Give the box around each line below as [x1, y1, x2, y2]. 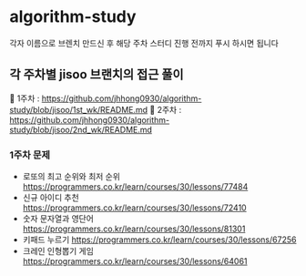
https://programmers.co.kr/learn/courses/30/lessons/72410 [22, 202, 248, 213]
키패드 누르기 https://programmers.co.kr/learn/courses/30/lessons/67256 [22, 234, 297, 245]
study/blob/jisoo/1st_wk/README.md [9, 104, 148, 115]
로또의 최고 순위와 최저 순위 [22, 171, 121, 182]
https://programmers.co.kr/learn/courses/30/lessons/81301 [22, 223, 246, 234]
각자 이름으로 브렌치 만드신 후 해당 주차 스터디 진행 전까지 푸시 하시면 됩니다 [9, 37, 280, 48]
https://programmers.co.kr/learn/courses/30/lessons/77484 [22, 181, 249, 192]
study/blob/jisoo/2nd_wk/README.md [9, 124, 153, 135]
